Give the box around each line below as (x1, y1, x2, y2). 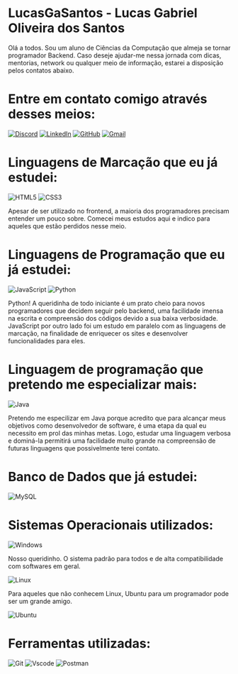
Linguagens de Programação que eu (8, 247, 225, 263)
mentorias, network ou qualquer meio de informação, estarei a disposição (8, 58, 224, 67)
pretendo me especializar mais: (8, 376, 198, 392)
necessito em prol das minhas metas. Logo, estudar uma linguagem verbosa (8, 429, 231, 437)
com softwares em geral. (8, 562, 81, 570)
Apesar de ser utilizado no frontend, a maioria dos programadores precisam (8, 206, 229, 215)
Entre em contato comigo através (8, 91, 208, 107)
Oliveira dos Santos (8, 20, 125, 36)
